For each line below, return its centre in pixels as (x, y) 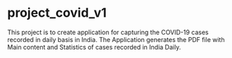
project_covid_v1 (57, 13)
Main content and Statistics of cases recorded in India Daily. (94, 47)
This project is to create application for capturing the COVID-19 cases (108, 32)
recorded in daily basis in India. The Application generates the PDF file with (116, 39)
